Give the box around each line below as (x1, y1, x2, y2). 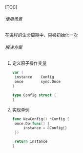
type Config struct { (12, 93, 57, 98)
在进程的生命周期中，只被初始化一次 (5, 32, 78, 38)
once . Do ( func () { (14, 121, 50, 126)
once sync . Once (14, 79, 61, 84)
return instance (14, 139, 48, 144)
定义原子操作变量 (12, 60, 47, 66)
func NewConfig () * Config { (12, 116, 69, 122)
